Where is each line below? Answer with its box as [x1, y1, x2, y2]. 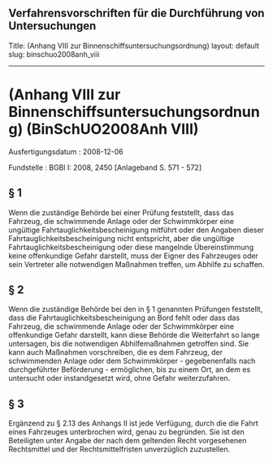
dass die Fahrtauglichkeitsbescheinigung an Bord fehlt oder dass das [8, 313, 240, 323]
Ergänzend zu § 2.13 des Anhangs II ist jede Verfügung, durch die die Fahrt [8, 418, 258, 429]
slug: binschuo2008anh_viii [8, 49, 100, 59]
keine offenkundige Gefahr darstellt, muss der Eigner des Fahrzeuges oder [8, 251, 258, 261]
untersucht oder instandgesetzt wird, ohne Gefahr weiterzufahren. [8, 373, 231, 383]
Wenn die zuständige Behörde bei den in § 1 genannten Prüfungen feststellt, [8, 304, 263, 314]
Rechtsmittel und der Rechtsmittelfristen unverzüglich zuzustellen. [8, 444, 230, 454]
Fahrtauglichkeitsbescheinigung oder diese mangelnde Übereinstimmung [8, 242, 254, 252]
